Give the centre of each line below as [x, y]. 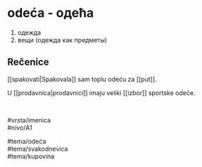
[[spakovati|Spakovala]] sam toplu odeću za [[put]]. [82, 79]
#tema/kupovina [31, 156]
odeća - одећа [51, 13]
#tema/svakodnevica [38, 149]
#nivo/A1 [20, 128]
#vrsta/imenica [29, 120]
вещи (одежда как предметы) [62, 39]
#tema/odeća [27, 141]
